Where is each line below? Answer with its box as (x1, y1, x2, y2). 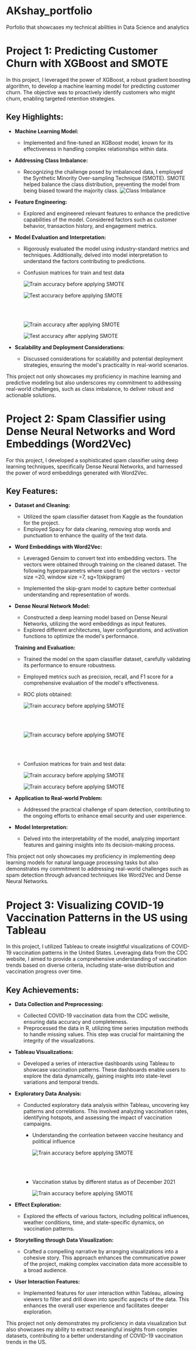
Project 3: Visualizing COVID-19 (6, 898, 164, 912)
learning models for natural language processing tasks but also (6, 859, 158, 866)
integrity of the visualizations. (23, 1037, 95, 1044)
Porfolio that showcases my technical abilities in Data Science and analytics (6, 24, 190, 31)
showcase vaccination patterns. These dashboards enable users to (23, 1066, 186, 1073)
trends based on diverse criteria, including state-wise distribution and (6, 961, 174, 969)
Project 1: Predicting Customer (6, 44, 158, 58)
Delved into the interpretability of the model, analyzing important (23, 835, 180, 842)
